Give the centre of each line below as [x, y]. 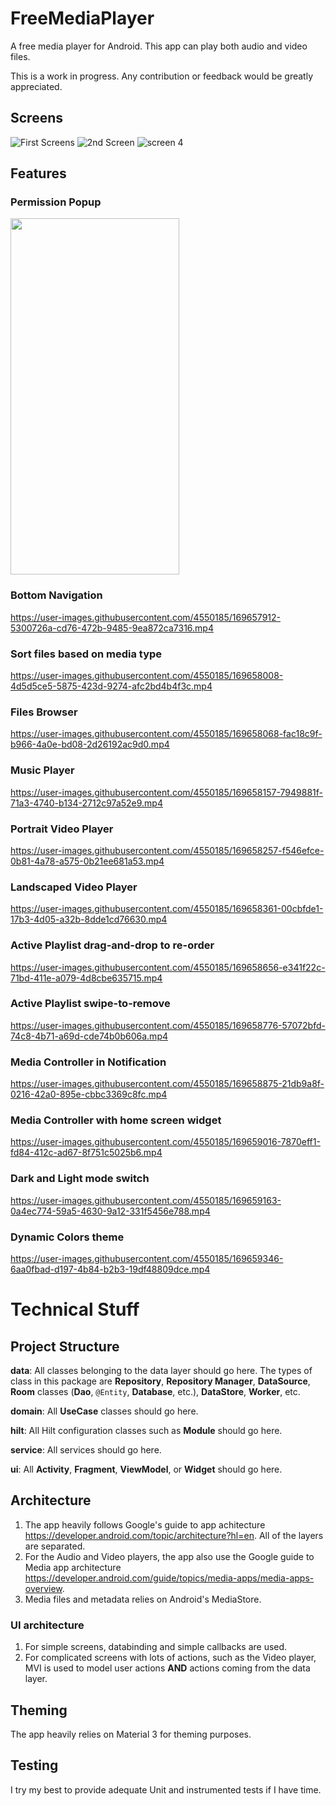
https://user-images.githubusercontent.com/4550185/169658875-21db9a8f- [167, 1084]
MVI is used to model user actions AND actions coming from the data [167, 1668]
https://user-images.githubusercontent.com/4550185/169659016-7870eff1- [165, 1142]
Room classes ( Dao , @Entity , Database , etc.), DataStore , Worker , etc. [155, 1391]
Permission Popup [56, 202]
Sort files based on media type [86, 654]
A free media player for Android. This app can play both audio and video [159, 46]
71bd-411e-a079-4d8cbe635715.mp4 [86, 978]
